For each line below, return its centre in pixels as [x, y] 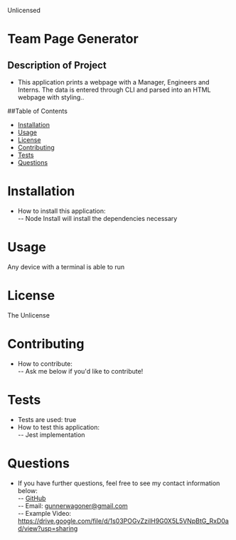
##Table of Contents [37, 111]
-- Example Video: [44, 513]
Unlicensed [24, 10]
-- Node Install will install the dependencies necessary [97, 218]
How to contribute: [45, 363]
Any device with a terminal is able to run [66, 266]
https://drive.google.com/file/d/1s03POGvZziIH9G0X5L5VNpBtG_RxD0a [123, 521]
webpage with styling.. [51, 97]
